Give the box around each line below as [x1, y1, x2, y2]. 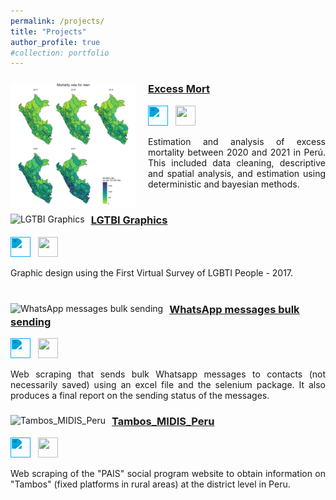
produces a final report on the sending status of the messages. [10, 390, 270, 402]
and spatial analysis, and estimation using [148, 167, 326, 179]
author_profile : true [10, 37, 101, 47]
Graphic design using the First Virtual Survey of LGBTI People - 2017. [10, 266, 294, 279]
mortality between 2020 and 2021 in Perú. [148, 146, 326, 158]
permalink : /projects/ [10, 16, 105, 26]
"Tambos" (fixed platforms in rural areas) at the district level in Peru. [10, 478, 291, 490]
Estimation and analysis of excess [148, 135, 326, 147]
